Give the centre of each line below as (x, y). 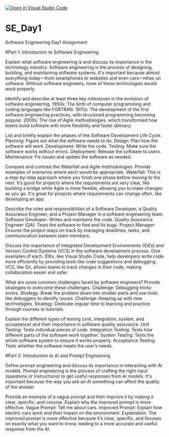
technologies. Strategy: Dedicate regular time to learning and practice (78, 303)
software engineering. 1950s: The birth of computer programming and (78, 104)
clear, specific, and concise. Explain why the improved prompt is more (78, 402)
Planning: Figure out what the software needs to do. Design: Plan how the (81, 141)
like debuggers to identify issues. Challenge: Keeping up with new (74, 298)
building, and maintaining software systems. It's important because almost (82, 72)
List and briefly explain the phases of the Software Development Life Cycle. (83, 135)
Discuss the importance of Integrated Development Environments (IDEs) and (84, 245)
